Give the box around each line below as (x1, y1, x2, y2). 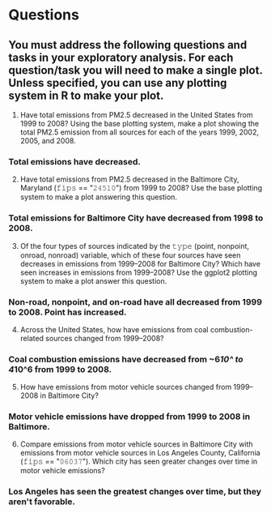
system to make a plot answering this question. (19, 192, 178, 202)
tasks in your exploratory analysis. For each (8, 50, 234, 64)
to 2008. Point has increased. (8, 306, 127, 318)
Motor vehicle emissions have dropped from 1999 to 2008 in (8, 411, 251, 422)
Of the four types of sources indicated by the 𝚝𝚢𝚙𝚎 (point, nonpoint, (19, 241, 249, 250)
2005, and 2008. (19, 136, 77, 145)
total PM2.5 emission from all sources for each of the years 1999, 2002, (19, 127, 259, 137)
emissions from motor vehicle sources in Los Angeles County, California (19, 448, 260, 458)
